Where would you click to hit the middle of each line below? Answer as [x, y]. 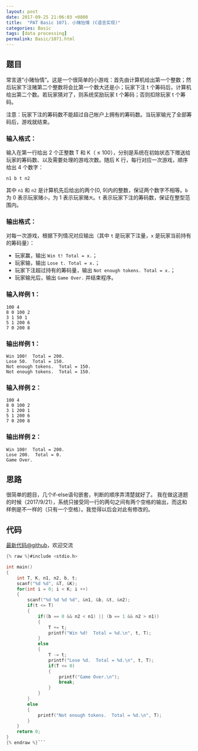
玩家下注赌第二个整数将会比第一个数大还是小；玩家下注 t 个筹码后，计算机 [101, 87]
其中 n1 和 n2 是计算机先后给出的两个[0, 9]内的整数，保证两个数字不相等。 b [97, 190]
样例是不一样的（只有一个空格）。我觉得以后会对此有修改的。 [80, 510]
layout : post [22, 12]
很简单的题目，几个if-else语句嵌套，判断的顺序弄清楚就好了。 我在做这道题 [97, 495]
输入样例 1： [23, 295]
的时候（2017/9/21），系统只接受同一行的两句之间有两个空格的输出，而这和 [97, 502]
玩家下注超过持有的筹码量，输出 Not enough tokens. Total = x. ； [95, 270]
